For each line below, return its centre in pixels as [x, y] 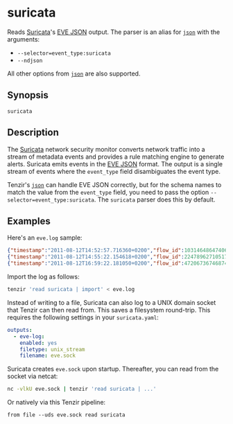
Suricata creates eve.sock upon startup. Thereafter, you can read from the [113, 369]
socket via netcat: [33, 376]
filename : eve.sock [48, 356]
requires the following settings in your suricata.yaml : [83, 317]
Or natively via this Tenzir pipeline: [57, 403]
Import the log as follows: [43, 276]
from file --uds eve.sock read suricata [67, 415]
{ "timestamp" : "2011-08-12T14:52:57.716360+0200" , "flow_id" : [96, 251]
